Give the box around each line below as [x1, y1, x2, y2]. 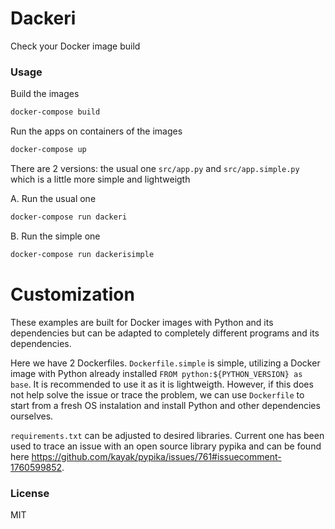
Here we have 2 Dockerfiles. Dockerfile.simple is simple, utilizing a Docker [10, 357, 321, 369]
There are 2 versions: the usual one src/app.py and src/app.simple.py [10, 162, 300, 174]
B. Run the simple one [10, 230, 101, 242]
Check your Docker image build [10, 40, 141, 52]
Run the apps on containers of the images [10, 125, 183, 137]
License [10, 486, 50, 500]
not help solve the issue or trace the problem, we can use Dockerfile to [10, 388, 305, 401]
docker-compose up [10, 145, 87, 155]
